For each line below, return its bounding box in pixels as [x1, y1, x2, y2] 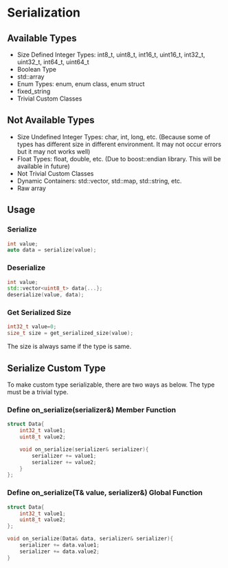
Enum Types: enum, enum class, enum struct [16, 80, 145, 88]
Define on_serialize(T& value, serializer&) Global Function [7, 488, 203, 498]
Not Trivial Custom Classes [16, 169, 94, 177]
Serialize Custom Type [7, 362, 106, 374]
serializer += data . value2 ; [19, 548, 100, 555]
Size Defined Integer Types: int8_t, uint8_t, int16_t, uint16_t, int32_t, [16, 50, 205, 59]
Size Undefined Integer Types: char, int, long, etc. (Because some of [16, 132, 211, 141]
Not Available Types [7, 114, 95, 126]
